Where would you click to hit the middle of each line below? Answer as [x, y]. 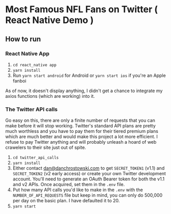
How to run [23, 39]
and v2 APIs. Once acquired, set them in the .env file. [69, 184]
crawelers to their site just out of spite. [46, 148]
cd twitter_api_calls [35, 158]
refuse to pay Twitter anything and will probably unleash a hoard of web [81, 142]
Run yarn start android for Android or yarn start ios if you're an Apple [89, 75]
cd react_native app [34, 65]
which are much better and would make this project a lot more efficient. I [82, 137]
